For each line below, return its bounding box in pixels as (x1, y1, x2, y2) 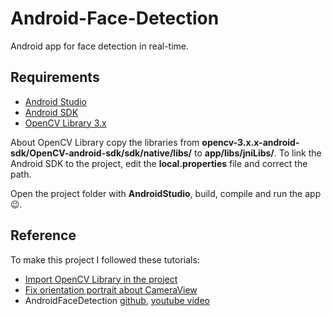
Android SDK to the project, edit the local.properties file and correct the (10, 157, 308, 169)
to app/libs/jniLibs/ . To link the (193, 147, 322, 159)
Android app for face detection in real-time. (10, 40, 190, 52)
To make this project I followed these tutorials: (10, 253, 200, 266)
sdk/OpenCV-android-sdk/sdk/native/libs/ (10, 147, 193, 159)
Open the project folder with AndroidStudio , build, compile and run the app (10, 187, 322, 199)
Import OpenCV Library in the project (24, 273, 178, 285)
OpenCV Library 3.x (24, 117, 107, 129)
